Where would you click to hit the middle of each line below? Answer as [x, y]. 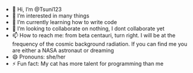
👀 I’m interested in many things [51, 16]
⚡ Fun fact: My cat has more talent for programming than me [88, 64]
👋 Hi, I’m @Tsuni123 [37, 9]
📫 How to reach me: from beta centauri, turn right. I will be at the [94, 35]
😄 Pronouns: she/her [39, 57]
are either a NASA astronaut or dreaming [63, 50]
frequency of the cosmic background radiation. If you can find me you [100, 44]
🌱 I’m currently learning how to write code [64, 22]
